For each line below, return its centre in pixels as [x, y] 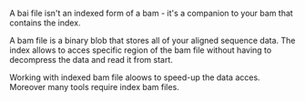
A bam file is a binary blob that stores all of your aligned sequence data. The [152, 40]
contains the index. [45, 23]
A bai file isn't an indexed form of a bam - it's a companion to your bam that [151, 13]
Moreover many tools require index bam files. [94, 87]
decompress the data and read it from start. [91, 60]
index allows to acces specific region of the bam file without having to [141, 50]
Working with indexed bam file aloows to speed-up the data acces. [135, 77]
